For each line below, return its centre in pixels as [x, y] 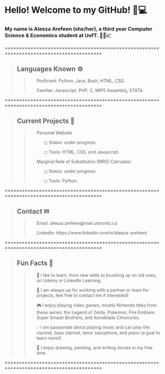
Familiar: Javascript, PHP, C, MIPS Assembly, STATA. [90, 91]
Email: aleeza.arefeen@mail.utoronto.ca [77, 223]
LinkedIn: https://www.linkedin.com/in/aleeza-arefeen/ [92, 233]
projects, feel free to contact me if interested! [82, 295]
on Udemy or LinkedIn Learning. [69, 280]
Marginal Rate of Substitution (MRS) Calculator [84, 161]
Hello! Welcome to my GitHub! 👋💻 [76, 10]
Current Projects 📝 [46, 121]
